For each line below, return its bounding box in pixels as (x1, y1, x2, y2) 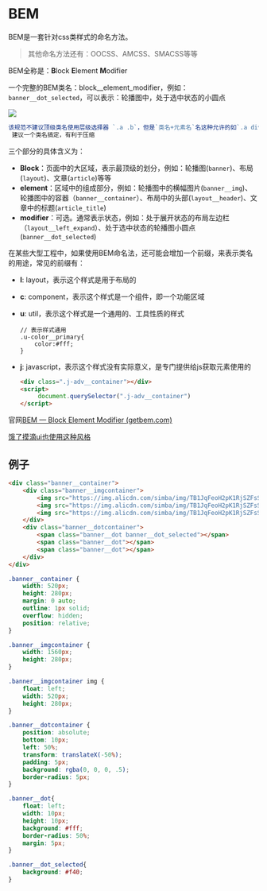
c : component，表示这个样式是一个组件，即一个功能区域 (19, 292, 205, 301)
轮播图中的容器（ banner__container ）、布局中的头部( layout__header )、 (19, 192, 250, 203)
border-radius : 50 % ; (22, 831, 91, 839)
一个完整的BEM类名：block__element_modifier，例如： (8, 83, 188, 92)
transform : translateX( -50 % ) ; (22, 750, 123, 759)
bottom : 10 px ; (22, 736, 69, 744)
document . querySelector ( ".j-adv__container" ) (37, 393, 192, 401)
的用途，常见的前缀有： (8, 258, 85, 267)
